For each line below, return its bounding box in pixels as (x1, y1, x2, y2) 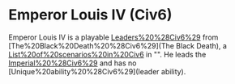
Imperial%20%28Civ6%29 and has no (8, 58, 137, 68)
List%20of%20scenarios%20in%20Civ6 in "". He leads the (8, 49, 207, 59)
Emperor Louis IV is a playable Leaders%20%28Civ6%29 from (8, 32, 219, 42)
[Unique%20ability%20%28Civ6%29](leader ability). (8, 66, 186, 76)
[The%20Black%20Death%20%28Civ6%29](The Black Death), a (8, 40, 227, 50)
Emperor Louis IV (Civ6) (8, 6, 173, 24)
